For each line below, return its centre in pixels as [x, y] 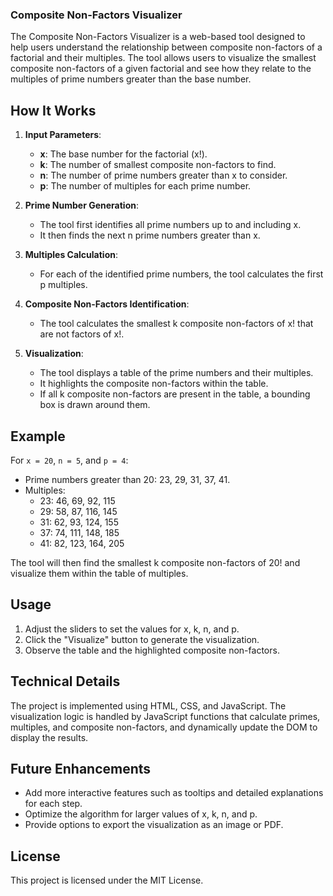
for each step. [53, 804]
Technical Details [65, 681]
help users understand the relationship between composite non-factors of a [166, 47]
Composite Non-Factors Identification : [107, 304]
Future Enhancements [81, 768]
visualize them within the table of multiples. [99, 573]
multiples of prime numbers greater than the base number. [131, 79]
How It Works [53, 110]
